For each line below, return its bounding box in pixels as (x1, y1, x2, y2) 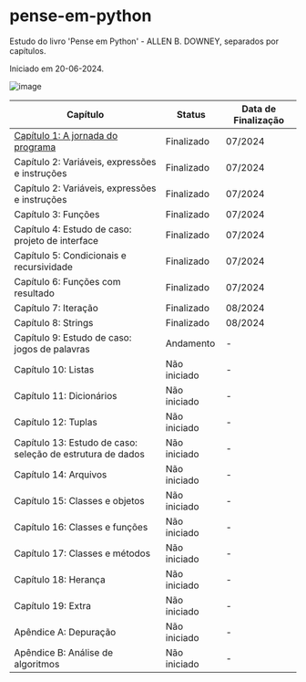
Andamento (165, 337, 216, 350)
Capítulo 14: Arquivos (14, 467, 107, 480)
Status (176, 108, 207, 121)
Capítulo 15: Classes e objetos (14, 494, 145, 507)
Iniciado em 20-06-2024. (9, 63, 105, 74)
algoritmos (14, 657, 60, 670)
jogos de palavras (14, 342, 91, 355)
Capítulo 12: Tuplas (14, 415, 97, 428)
